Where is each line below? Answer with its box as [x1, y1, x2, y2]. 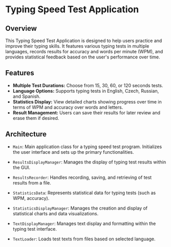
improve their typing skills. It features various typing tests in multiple [5, 43, 149, 49]
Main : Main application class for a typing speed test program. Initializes [12, 143, 162, 150]
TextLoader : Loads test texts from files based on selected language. [12, 236, 156, 242]
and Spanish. [12, 93, 41, 99]
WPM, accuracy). [12, 195, 50, 201]
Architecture [5, 130, 47, 139]
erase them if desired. [12, 115, 59, 121]
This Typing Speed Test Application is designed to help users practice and [5, 37, 162, 44]
